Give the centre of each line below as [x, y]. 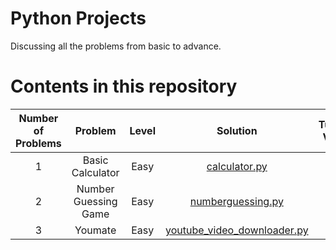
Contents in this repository [124, 86]
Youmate [95, 230]
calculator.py [237, 166]
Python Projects [78, 18]
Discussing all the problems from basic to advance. [116, 46]
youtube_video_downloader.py [236, 230]
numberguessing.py [236, 201]
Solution [237, 130]
